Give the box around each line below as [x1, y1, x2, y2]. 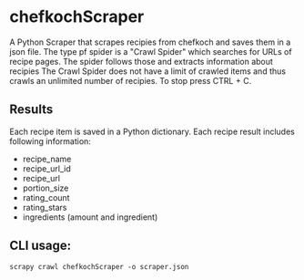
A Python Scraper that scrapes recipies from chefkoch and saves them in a [9, 36, 291, 47]
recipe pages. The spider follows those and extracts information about [9, 56, 273, 67]
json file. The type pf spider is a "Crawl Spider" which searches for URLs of [9, 46, 293, 57]
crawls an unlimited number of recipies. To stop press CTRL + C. [9, 75, 252, 86]
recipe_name [22, 153, 72, 164]
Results [9, 102, 54, 118]
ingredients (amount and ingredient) [22, 212, 158, 223]
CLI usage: [9, 238, 72, 254]
